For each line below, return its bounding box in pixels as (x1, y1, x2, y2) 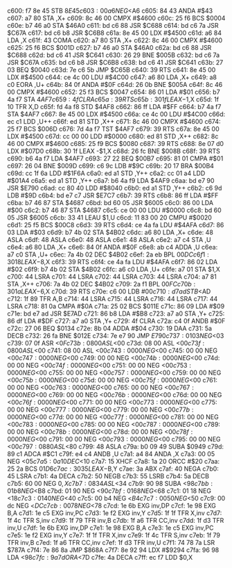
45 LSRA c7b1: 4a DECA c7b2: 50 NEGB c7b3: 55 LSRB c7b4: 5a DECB (7, 472, 210, 480)
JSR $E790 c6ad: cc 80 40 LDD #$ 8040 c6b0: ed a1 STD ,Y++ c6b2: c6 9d (7, 184, 222, 192)
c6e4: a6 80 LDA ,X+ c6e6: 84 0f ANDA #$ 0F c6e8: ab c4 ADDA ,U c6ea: (7, 243, 218, 251)
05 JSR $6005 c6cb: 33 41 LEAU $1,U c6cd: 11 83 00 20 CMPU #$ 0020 (7, 213, 213, 222)
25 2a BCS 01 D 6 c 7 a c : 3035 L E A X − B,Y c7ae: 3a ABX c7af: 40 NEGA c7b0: (7, 464, 220, 473)
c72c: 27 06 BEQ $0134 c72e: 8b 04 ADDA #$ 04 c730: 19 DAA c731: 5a (7, 324, 213, 332)
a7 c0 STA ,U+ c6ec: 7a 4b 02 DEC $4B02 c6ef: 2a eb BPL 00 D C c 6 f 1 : (7, 250, 209, 259)
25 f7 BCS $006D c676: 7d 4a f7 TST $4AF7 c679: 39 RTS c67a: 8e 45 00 (7, 125, 220, 133)
